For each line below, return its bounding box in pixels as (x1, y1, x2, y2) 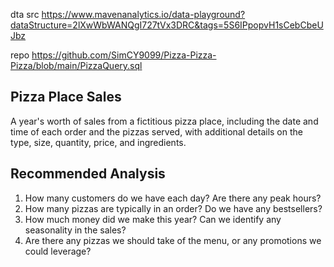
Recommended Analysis (10, 165, 166, 183)
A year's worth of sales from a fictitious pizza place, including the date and (10, 115, 319, 127)
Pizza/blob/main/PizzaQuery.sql (10, 60, 143, 71)
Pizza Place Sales (10, 89, 122, 106)
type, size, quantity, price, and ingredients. (10, 136, 187, 148)
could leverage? (24, 245, 92, 257)
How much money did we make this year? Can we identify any (24, 213, 282, 225)
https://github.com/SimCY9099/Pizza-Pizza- (31, 49, 217, 61)
